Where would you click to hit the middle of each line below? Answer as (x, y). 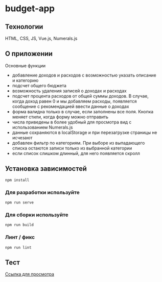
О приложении (29, 54)
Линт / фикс (20, 237)
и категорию (25, 80)
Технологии (24, 27)
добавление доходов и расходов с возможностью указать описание (84, 75)
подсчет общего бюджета (39, 85)
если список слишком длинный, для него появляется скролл (76, 153)
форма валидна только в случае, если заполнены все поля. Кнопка (83, 111)
